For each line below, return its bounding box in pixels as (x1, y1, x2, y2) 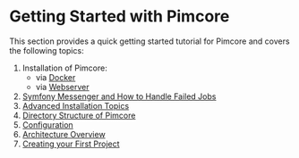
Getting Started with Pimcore (9, 6, 230, 27)
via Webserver (35, 81, 90, 92)
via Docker (35, 71, 76, 82)
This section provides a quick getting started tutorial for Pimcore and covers (9, 36, 290, 46)
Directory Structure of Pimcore (21, 110, 136, 121)
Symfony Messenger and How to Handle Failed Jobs (21, 91, 217, 102)
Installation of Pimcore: (21, 62, 107, 73)
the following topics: (9, 45, 84, 55)
